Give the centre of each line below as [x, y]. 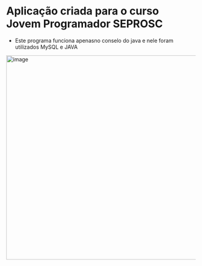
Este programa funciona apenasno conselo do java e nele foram [94, 40]
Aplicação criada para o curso [83, 11]
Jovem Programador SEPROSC [85, 24]
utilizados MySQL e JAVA [46, 47]
